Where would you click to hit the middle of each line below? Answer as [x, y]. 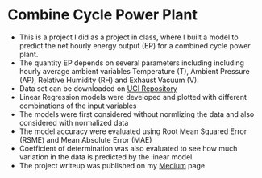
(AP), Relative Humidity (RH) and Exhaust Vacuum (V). [109, 80]
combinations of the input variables [78, 106]
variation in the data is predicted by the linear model [106, 157]
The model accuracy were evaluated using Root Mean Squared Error [133, 131]
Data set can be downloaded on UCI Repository [98, 88]
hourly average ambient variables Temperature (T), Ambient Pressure [135, 71]
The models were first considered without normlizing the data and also [137, 114]
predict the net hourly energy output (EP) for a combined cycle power [135, 45]
